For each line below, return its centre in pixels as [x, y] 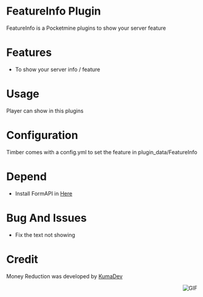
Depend [27, 176]
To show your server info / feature [58, 69]
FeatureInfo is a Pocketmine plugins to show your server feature [86, 28]
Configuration [42, 135]
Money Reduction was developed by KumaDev [65, 276]
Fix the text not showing [45, 234]
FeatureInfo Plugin [54, 11]
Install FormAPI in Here [44, 193]
